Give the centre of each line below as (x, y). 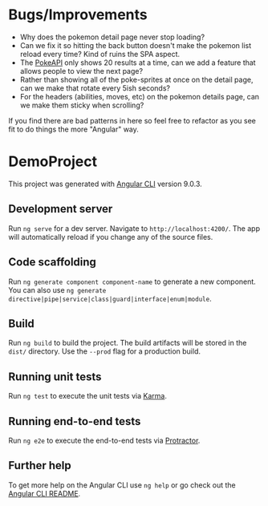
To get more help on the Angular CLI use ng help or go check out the (122, 485)
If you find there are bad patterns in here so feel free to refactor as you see (132, 120)
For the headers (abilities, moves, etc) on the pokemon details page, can (139, 96)
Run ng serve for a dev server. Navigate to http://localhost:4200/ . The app (134, 228)
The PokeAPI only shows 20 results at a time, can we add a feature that (138, 63)
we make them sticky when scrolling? (82, 105)
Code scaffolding (52, 262)
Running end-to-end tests (75, 421)
